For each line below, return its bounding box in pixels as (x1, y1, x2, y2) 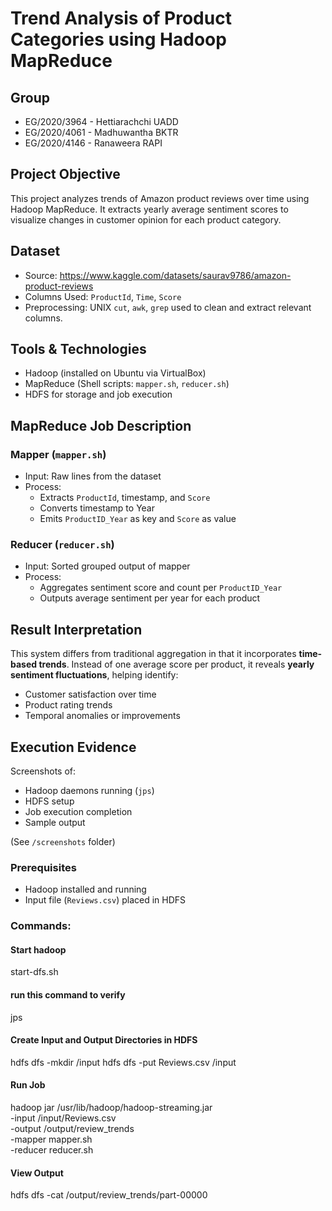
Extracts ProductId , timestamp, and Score (39, 492, 211, 504)
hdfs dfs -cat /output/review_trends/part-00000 (10, 1189, 208, 1201)
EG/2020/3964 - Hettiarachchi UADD (24, 116, 179, 127)
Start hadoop (10, 943, 67, 956)
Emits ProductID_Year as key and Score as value (39, 513, 237, 525)
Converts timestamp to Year (39, 502, 156, 514)
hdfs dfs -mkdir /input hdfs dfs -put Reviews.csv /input (10, 1056, 237, 1068)
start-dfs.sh (10, 966, 59, 978)
